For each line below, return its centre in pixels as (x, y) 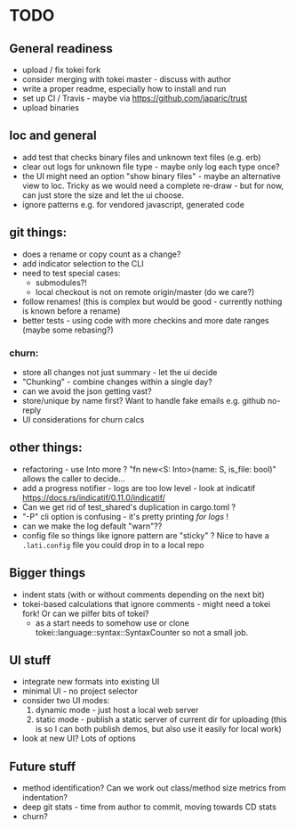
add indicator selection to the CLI (83, 263)
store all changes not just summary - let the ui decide (120, 372)
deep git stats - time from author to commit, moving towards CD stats (149, 807)
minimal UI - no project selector (80, 691)
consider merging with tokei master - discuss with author (127, 79)
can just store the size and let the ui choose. (103, 195)
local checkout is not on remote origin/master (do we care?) (145, 291)
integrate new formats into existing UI (91, 682)
